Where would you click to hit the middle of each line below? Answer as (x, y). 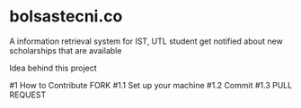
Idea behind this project (53, 68)
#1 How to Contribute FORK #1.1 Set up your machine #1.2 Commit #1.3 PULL (151, 85)
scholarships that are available (66, 50)
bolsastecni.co (66, 17)
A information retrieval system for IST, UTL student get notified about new (146, 41)
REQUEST (28, 95)
